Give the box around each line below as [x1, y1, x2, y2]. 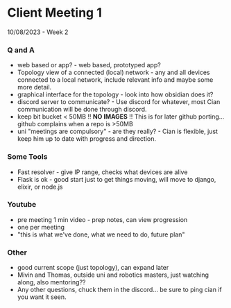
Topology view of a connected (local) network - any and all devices [17, 68, 210, 77]
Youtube [7, 200, 37, 209]
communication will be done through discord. [17, 105, 147, 114]
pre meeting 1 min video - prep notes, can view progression [17, 215, 188, 223]
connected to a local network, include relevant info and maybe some [17, 76, 214, 84]
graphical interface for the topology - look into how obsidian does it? [17, 90, 214, 99]
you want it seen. [17, 293, 67, 301]
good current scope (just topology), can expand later [17, 264, 169, 272]
